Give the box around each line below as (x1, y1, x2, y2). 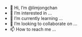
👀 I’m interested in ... (9, 10, 52, 16)
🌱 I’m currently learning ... (9, 15, 63, 21)
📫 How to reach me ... (9, 26, 56, 32)
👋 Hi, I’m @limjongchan (9, 5, 58, 10)
